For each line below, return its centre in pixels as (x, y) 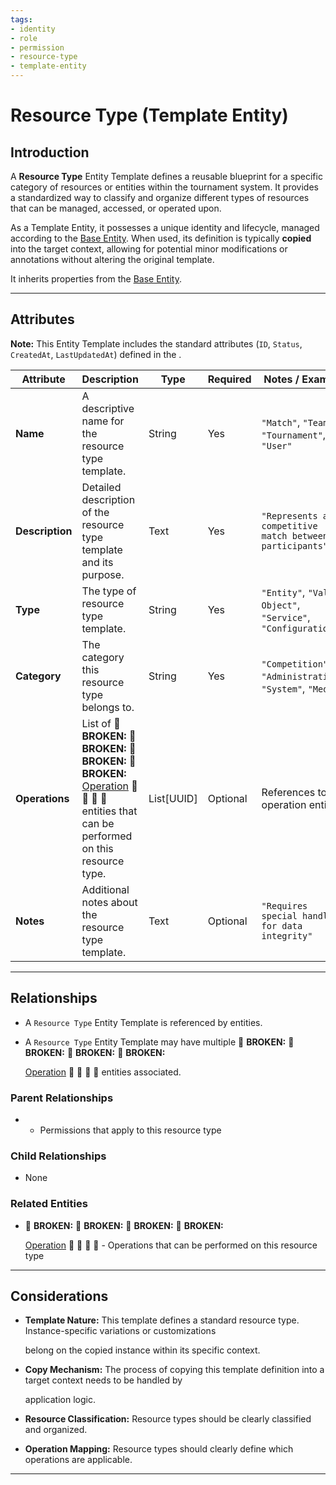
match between (295, 535)
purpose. (103, 574)
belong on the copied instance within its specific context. (142, 1350)
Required (229, 379)
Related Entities (49, 1204)
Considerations (59, 1296)
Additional (105, 889)
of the (95, 512)
